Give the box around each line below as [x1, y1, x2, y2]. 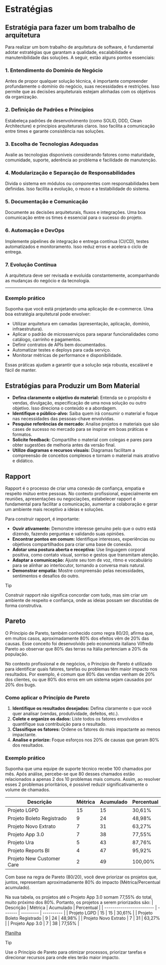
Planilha [5, 930, 21, 936]
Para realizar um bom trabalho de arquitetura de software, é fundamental [5, 44, 154, 50]
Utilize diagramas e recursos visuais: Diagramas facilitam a [12, 447, 135, 454]
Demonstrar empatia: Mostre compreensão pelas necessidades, [12, 568, 145, 573]
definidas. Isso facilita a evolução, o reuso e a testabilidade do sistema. [5, 186, 150, 192]
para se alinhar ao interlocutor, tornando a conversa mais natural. [12, 562, 145, 568]
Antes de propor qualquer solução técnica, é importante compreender [5, 78, 148, 84]
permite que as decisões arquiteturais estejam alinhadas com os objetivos [5, 89, 156, 95]
